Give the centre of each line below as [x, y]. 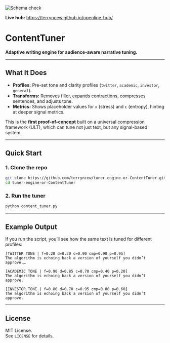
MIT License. [19, 330]
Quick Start [24, 153]
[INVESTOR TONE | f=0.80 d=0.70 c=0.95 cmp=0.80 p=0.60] [67, 289]
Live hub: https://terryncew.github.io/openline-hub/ [59, 17]
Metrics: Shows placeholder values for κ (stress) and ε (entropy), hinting [88, 106]
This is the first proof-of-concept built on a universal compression [75, 122]
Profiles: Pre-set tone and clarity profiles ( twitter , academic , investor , [86, 85]
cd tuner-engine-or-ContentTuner [40, 183]
